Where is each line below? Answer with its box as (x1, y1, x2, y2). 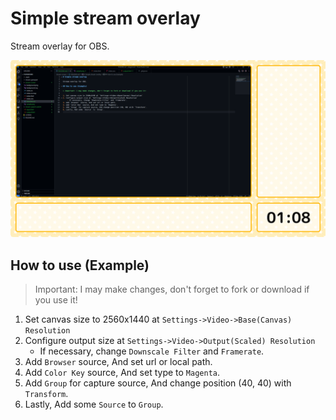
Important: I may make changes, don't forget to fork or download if (34, 283, 310, 296)
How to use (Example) (10, 257, 150, 274)
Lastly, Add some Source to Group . (24, 398, 164, 411)
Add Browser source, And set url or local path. (24, 356, 213, 368)
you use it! (34, 294, 78, 306)
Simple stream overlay (10, 7, 201, 30)
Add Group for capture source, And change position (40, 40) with (24, 377, 292, 389)
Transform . (24, 388, 69, 400)
